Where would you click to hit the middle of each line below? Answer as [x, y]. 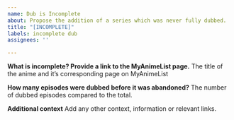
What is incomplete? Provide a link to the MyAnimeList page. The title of [115, 66]
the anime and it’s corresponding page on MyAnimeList [88, 74]
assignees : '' [28, 40]
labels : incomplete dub [43, 34]
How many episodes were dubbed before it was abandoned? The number [117, 88]
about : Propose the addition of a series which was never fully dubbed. [117, 20]
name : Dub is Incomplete [44, 14]
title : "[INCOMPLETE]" [41, 27]
